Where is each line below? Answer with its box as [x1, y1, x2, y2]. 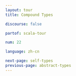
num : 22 [5, 40, 22, 45]
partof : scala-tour [5, 31, 47, 36]
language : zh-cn [5, 49, 40, 54]
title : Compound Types [5, 12, 53, 17]
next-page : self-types [5, 58, 53, 64]
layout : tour [5, 7, 33, 13]
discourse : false [5, 21, 42, 27]
